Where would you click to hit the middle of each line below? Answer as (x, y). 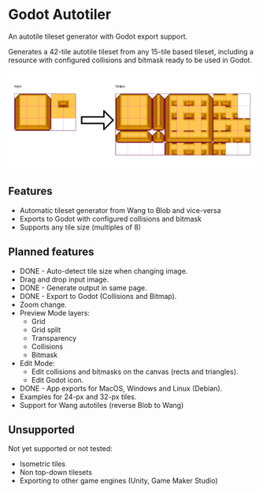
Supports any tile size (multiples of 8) (80, 227)
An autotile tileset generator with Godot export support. (98, 36)
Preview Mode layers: (55, 312)
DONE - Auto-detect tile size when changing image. (104, 271)
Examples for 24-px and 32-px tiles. (78, 397)
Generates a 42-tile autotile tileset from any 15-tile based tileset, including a (131, 51)
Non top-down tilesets (56, 472)
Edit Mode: (37, 363)
